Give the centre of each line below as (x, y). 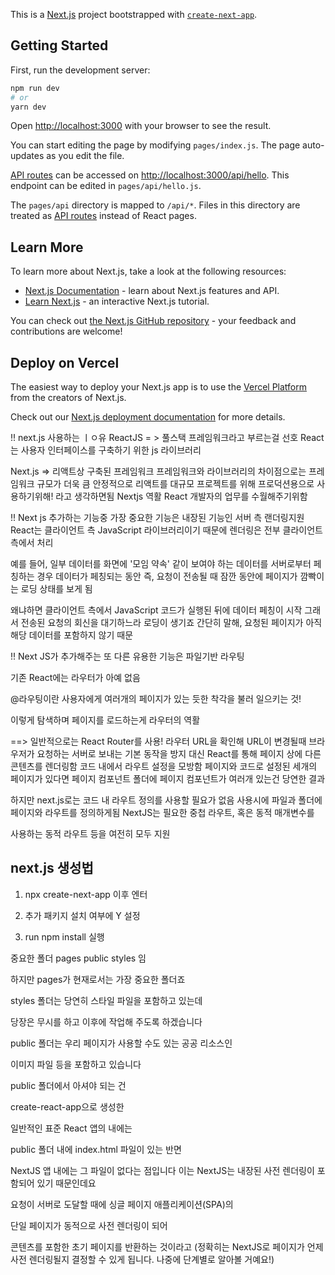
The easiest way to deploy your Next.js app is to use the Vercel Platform (159, 387)
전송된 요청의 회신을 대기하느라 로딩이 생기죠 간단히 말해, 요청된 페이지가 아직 (171, 623)
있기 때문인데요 (66, 1183)
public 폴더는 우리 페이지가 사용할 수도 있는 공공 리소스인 (121, 1043)
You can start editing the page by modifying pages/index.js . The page (155, 145)
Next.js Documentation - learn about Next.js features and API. (152, 291)
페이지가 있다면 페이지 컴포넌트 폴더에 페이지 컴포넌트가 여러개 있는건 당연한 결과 (168, 779)
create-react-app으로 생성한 (67, 1106)
